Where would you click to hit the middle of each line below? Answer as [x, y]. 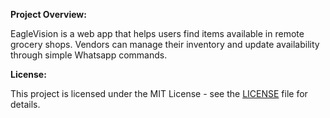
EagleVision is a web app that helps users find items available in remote [157, 33]
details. [25, 104]
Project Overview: [48, 14]
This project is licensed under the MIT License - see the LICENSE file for [159, 93]
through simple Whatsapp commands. [89, 55]
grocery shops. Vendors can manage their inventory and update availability [165, 44]
